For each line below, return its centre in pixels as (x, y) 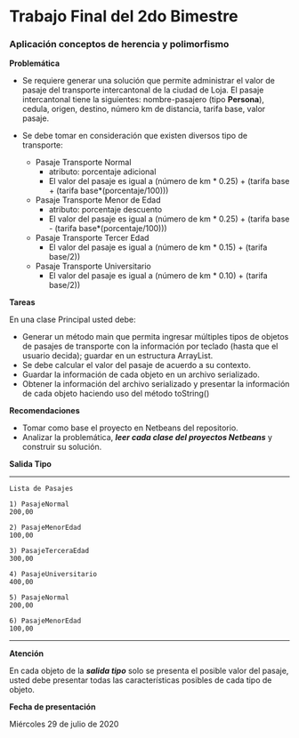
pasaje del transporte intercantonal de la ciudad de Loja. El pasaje (143, 90)
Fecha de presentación (53, 707)
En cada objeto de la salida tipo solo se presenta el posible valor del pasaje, (149, 671)
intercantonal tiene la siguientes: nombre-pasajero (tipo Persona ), (143, 100)
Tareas (22, 302)
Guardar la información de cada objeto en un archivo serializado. (141, 374)
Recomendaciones (44, 411)
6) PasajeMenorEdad (45, 621)
